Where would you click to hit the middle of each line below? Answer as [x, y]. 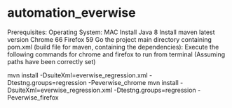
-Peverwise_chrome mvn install [133, 82]
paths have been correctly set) [52, 61]
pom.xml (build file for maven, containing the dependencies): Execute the [113, 47]
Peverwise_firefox [33, 97]
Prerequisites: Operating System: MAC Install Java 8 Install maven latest [111, 32]
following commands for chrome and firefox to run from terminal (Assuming [116, 54]
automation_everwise [71, 13]
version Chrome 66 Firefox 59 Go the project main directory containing [110, 39]
